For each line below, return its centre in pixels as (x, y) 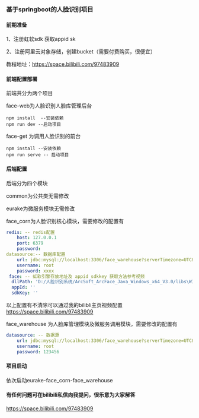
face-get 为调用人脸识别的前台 (44, 136)
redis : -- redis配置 (31, 232)
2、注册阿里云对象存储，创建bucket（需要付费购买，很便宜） (81, 52)
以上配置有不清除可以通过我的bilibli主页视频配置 (65, 305)
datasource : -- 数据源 (33, 335)
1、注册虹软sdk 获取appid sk (41, 39)
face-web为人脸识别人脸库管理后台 (49, 106)
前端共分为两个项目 (30, 93)
